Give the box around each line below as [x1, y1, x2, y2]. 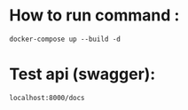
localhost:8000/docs [9, 93, 86, 102]
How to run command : [9, 5, 180, 26]
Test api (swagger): [9, 64, 156, 84]
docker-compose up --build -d [9, 35, 121, 43]
